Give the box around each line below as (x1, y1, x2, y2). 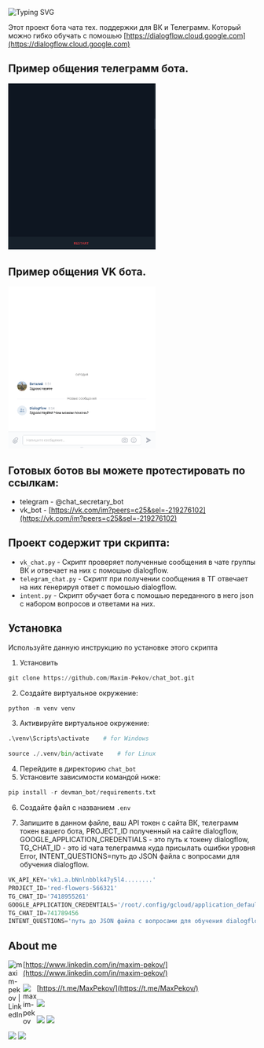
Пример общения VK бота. (8, 265, 147, 278)
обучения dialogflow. (19, 860, 90, 870)
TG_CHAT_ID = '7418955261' (8, 892, 90, 900)
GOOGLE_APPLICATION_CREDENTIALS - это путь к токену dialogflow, (19, 835, 250, 845)
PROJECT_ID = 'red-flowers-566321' (8, 884, 118, 892)
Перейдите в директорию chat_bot (19, 764, 137, 774)
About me (8, 939, 57, 952)
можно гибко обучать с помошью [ (8, 31, 127, 40)
